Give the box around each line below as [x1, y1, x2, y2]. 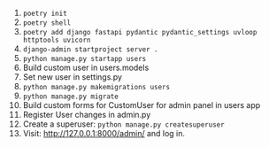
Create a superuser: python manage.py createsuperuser [22, 119, 225, 129]
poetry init [22, 9, 67, 18]
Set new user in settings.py [22, 72, 123, 82]
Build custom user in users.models [22, 62, 150, 73]
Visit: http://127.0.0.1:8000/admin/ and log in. [22, 128, 185, 138]
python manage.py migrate [22, 92, 119, 101]
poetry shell [22, 19, 72, 27]
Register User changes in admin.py [22, 110, 151, 120]
